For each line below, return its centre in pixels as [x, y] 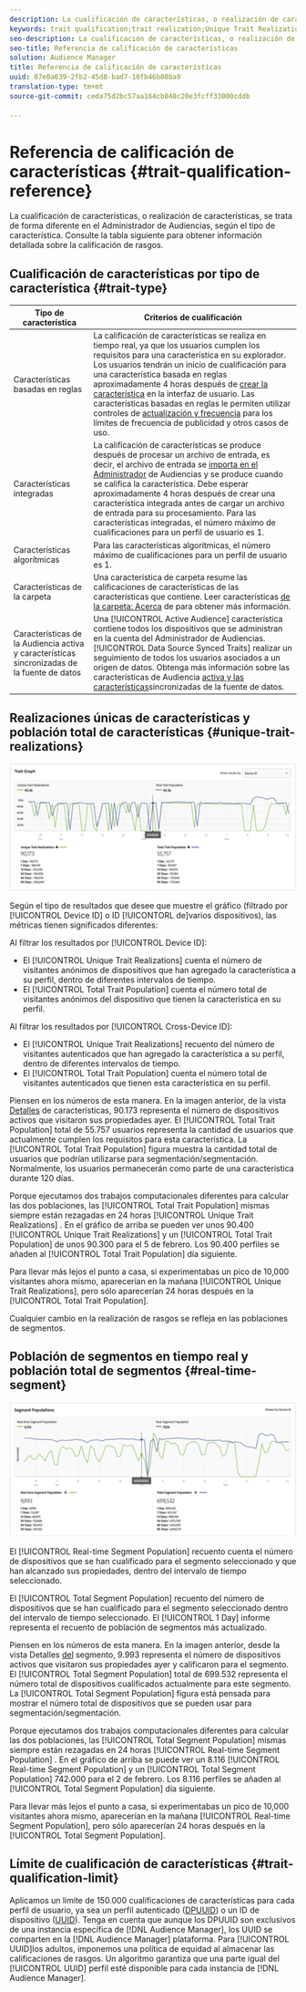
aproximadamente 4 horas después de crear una [184, 493]
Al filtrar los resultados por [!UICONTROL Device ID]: [108, 942]
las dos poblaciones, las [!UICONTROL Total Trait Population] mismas [140, 1205]
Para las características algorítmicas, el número [182, 545]
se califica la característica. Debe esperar [171, 484]
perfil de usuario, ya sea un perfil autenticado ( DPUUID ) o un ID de [134, 1910]
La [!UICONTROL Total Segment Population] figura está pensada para [140, 1693]
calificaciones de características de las [166, 586]
